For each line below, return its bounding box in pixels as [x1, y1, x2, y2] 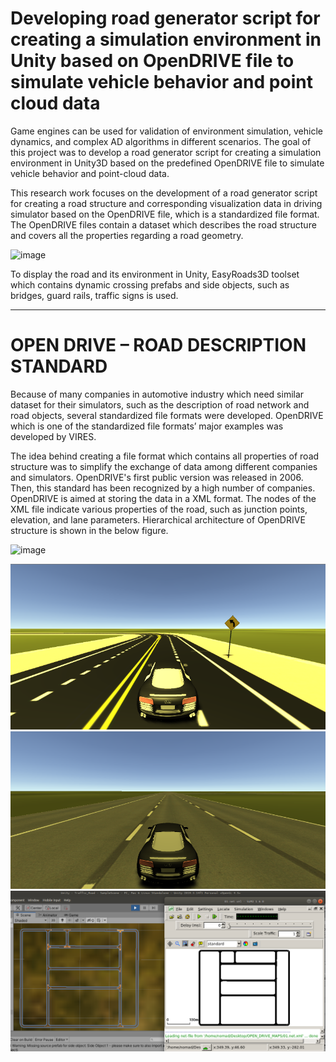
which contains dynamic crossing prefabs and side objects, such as [10, 278, 290, 291]
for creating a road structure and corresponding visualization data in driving [10, 197, 323, 209]
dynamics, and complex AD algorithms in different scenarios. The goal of [10, 135, 312, 147]
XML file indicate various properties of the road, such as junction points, [10, 503, 308, 515]
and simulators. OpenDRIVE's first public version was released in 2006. [10, 471, 304, 483]
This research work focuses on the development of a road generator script [10, 187, 318, 199]
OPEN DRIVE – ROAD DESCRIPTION [10, 334, 307, 357]
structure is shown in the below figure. [10, 524, 169, 536]
